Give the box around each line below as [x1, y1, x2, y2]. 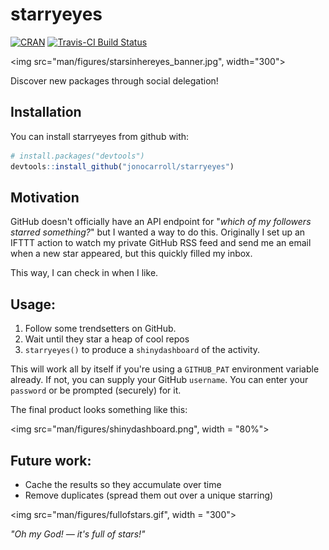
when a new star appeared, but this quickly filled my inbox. [10, 248, 253, 260]
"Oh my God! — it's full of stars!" [10, 528, 146, 540]
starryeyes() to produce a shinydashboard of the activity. [24, 344, 261, 356]
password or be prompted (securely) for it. [10, 384, 182, 397]
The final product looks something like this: [10, 404, 188, 416]
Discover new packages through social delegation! [10, 74, 219, 87]
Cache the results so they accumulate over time [24, 478, 222, 490]
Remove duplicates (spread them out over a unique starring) [24, 489, 274, 501]
